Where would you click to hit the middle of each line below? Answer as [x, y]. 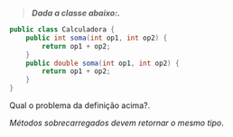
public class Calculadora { [62, 30]
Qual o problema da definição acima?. [80, 105]
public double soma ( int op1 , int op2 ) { [103, 63]
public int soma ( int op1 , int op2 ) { [97, 38]
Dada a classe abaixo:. [76, 13]
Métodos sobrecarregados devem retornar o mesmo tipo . [116, 123]
